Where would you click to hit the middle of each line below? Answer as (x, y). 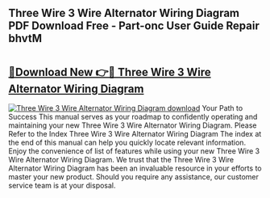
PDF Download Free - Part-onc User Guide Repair (134, 26)
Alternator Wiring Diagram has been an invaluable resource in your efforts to (135, 168)
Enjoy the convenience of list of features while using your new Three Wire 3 (134, 151)
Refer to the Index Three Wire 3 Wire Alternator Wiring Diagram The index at (135, 134)
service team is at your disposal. (62, 185)
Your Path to (222, 108)
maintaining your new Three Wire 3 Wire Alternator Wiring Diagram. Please (133, 125)
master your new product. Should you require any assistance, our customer (134, 177)
